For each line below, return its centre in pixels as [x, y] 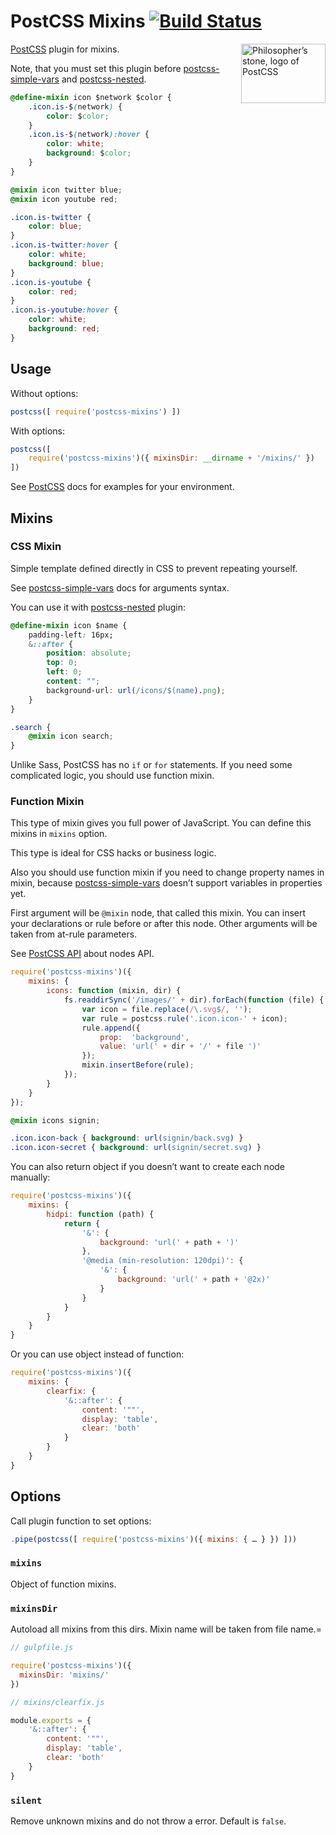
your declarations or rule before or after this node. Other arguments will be [164, 924]
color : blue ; [55, 226]
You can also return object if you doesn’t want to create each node [148, 1167]
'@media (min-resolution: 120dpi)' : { [162, 1261]
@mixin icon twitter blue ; [66, 190]
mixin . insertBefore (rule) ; [138, 1065]
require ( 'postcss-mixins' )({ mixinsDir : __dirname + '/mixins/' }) [171, 458]
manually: [30, 1177]
